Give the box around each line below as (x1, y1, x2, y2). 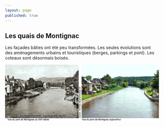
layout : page (5, 8, 32, 13)
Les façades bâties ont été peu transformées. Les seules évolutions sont (5, 44, 151, 51)
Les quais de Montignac (5, 32, 80, 40)
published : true (5, 13, 38, 18)
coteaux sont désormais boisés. (5, 55, 69, 61)
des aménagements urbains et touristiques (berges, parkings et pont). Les (5, 50, 155, 56)
